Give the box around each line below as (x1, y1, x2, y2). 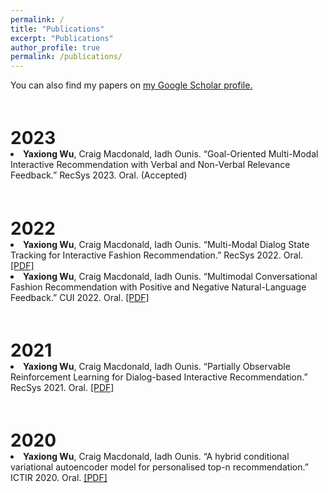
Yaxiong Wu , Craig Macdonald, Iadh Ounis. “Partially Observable (23, 360, 291, 372)
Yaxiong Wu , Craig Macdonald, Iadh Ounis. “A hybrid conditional (23, 450, 290, 462)
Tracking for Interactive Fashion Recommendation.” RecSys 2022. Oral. (10, 249, 304, 261)
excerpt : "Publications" (10, 33, 114, 43)
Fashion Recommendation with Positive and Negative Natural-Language (10, 281, 307, 293)
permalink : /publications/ (10, 52, 123, 62)
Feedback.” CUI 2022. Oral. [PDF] (10, 291, 150, 303)
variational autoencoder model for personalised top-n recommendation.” (10, 461, 309, 473)
